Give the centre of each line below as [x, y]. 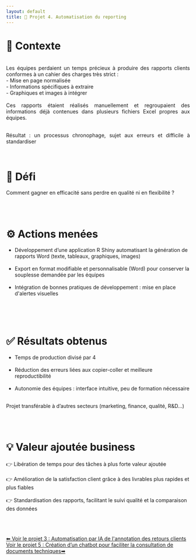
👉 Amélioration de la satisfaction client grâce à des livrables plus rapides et [98, 479]
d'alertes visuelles [36, 293]
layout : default [26, 11]
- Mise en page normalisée [38, 81]
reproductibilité [33, 376]
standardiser [21, 141]
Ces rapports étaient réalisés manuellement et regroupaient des [98, 105]
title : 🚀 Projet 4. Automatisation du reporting [66, 17]
